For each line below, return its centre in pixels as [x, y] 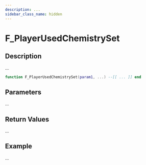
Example [19, 146]
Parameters [23, 92]
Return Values [27, 119]
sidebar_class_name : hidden [34, 14]
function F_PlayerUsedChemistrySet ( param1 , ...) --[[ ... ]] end [73, 77]
